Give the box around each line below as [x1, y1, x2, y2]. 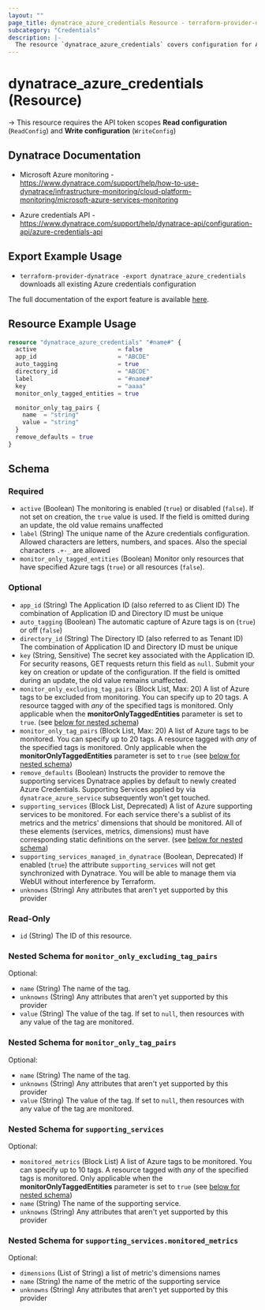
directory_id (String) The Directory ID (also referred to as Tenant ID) [19, 633, 244, 643]
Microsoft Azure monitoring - [19, 170, 114, 179]
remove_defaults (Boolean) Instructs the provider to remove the [19, 767, 226, 777]
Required [8, 486, 44, 497]
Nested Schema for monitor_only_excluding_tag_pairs [8, 950, 218, 961]
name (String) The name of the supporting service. [19, 1198, 181, 1207]
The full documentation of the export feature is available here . [8, 294, 209, 304]
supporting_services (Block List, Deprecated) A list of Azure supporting [19, 801, 253, 811]
